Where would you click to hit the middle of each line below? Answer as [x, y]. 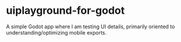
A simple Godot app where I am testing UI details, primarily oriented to [90, 26]
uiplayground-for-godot [65, 11]
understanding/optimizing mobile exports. [56, 32]
